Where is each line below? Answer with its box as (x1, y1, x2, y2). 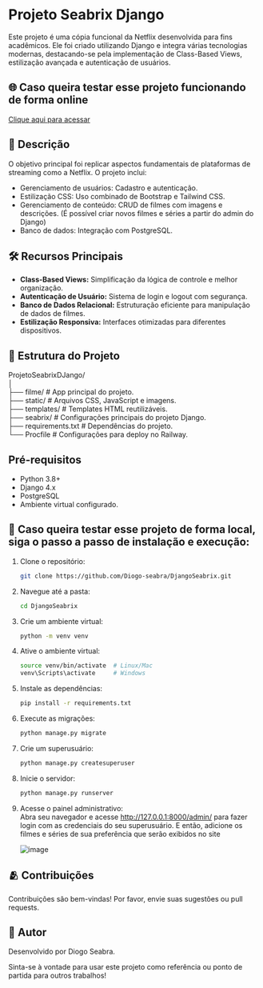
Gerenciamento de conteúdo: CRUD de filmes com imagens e (19, 200, 223, 210)
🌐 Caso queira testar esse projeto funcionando (8, 81, 246, 94)
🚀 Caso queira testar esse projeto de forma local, (8, 522, 256, 537)
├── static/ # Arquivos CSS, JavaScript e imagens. (8, 396, 177, 406)
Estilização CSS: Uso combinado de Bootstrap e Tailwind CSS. (19, 191, 225, 201)
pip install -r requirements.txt (19, 699, 132, 707)
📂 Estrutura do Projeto (8, 349, 120, 362)
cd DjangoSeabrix (19, 602, 78, 610)
